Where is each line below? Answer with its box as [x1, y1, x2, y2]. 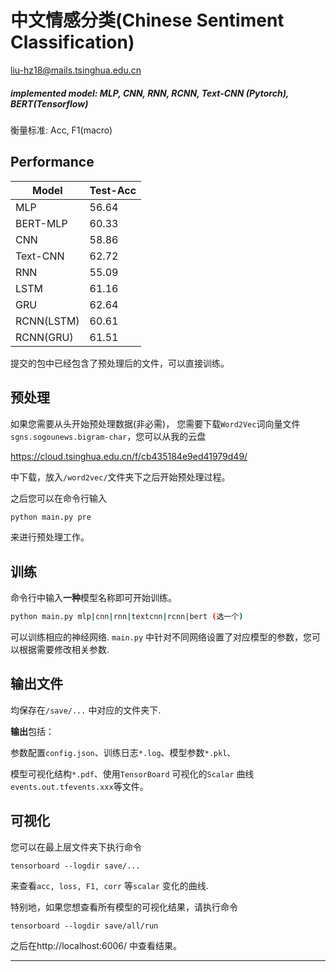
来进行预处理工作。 [10, 531, 90, 543]
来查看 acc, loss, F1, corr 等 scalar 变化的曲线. [10, 879, 209, 891]
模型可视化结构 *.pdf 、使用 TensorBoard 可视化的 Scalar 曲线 [10, 767, 255, 780]
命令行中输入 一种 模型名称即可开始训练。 [10, 592, 177, 604]
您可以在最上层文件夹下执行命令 [10, 841, 142, 853]
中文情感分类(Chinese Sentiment [10, 9, 285, 32]
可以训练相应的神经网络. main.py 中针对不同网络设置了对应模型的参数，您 [10, 631, 313, 643]
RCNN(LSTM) [15, 314, 80, 328]
